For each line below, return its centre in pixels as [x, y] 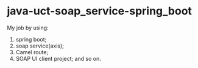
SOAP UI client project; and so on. [58, 58]
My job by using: [28, 28]
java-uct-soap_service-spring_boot [100, 11]
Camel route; [32, 52]
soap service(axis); [40, 46]
